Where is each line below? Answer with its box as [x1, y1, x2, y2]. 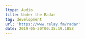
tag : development [5, 17, 42, 22]
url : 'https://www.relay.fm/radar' [5, 21, 81, 27]
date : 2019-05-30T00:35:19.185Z [5, 26, 74, 31]
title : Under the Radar [5, 12, 56, 17]
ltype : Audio [5, 7, 33, 13]
